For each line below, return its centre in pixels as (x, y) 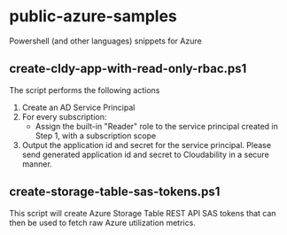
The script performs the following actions (85, 90)
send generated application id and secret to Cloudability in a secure (146, 154)
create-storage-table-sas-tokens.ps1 (115, 192)
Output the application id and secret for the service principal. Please (147, 145)
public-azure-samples (93, 16)
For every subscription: (64, 116)
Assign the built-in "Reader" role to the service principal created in (157, 126)
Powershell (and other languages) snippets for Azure (105, 41)
